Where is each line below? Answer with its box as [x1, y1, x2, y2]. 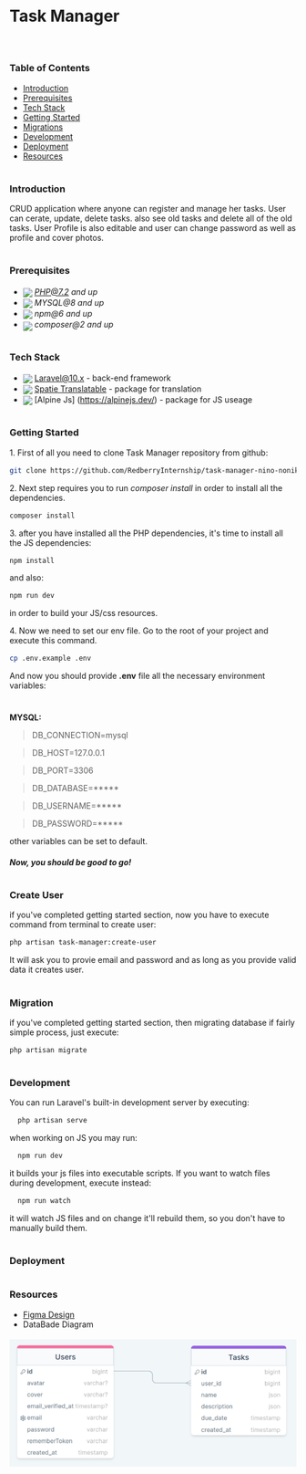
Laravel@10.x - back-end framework [34, 372, 171, 383]
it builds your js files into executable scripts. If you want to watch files [9, 1168, 270, 1179]
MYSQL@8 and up [34, 297, 105, 308]
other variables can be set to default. [9, 836, 148, 847]
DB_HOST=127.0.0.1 [31, 747, 105, 758]
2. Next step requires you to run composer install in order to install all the [9, 482, 283, 493]
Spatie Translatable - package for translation [34, 383, 202, 394]
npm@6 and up [34, 308, 93, 319]
